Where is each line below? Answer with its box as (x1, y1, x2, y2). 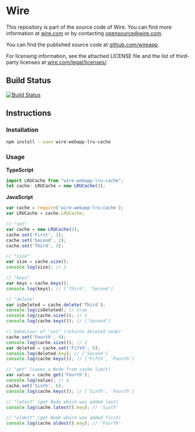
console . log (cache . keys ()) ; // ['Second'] (6, 318, 111, 324)
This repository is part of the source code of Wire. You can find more (6, 23, 172, 30)
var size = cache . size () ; (6, 259, 69, 265)
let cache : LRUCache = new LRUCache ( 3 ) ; (6, 183, 106, 189)
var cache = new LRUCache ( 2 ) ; (6, 226, 80, 232)
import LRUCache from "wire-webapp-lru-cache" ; (6, 178, 124, 183)
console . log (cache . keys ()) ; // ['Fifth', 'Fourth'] (6, 356, 134, 362)
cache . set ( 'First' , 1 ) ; (6, 232, 64, 238)
